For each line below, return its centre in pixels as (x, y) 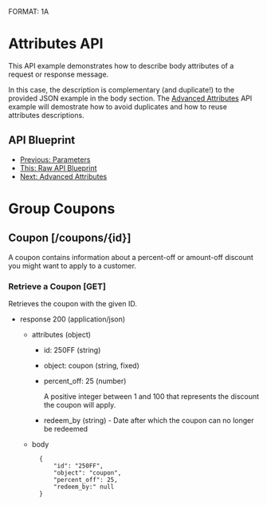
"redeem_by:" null (84, 487)
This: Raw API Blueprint (58, 168)
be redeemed (66, 429)
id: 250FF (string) (72, 350)
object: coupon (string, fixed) (91, 365)
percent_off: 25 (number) (85, 381)
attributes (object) (61, 335)
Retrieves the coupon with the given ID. (73, 304)
